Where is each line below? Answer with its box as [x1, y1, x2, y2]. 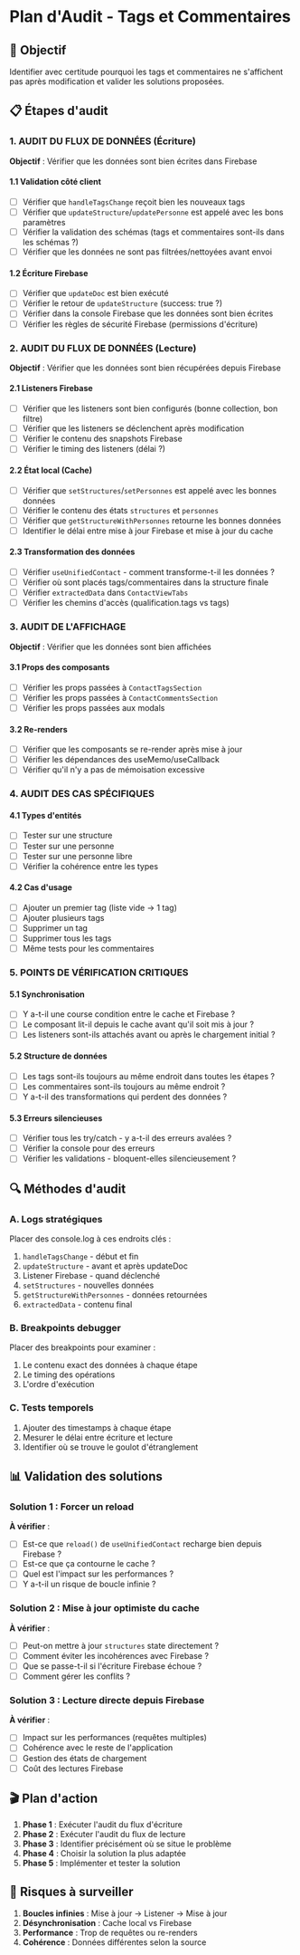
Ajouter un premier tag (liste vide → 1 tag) [22, 902, 178, 913]
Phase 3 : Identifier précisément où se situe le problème [22, 1838, 232, 1849]
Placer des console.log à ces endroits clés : [9, 1233, 172, 1244]
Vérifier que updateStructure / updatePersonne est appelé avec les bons [22, 206, 284, 217]
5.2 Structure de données [9, 1050, 108, 1061]
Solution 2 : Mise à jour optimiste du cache [9, 1602, 201, 1615]
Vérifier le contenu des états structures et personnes [22, 504, 220, 515]
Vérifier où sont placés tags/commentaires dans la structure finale [22, 577, 269, 588]
